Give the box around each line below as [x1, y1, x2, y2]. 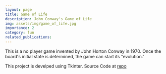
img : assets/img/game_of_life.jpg [5, 21, 77, 26]
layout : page [5, 7, 32, 12]
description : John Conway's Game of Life [5, 16, 92, 21]
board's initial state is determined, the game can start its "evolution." [5, 53, 145, 59]
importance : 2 [5, 26, 35, 31]
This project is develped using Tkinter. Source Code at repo [5, 63, 127, 69]
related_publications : [5, 35, 52, 40]
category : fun [5, 30, 35, 35]
